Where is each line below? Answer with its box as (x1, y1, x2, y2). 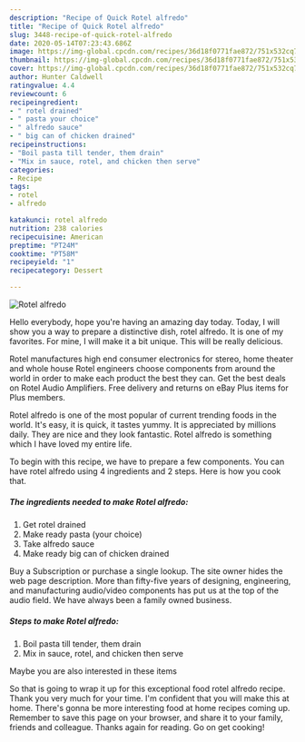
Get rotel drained (22, 519, 86, 529)
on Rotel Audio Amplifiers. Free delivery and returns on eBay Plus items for (9, 382, 289, 393)
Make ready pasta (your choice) (22, 529, 143, 539)
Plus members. (9, 392, 66, 402)
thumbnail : (9, 55, 51, 64)
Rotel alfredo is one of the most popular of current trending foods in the (9, 410, 277, 420)
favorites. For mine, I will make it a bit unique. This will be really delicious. (9, 336, 283, 346)
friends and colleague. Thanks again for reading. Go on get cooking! (9, 721, 265, 732)
